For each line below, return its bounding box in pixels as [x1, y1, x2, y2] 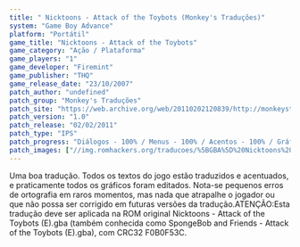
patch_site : [9, 104, 54, 113]
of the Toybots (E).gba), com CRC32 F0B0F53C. [9, 226, 187, 237]
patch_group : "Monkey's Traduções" [9, 95, 142, 105]
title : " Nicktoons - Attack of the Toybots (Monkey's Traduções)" [9, 12, 266, 22]
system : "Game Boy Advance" [9, 21, 114, 30]
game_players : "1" [9, 54, 78, 63]
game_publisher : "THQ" [9, 71, 94, 80]
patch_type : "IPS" [9, 129, 78, 138]
